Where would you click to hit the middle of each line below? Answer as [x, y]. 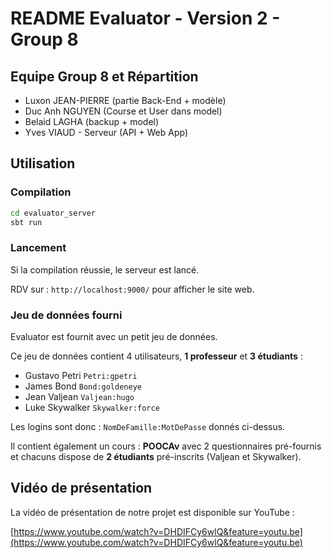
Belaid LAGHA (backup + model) [92, 121]
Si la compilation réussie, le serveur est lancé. [105, 269]
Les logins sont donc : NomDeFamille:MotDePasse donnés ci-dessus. [148, 427]
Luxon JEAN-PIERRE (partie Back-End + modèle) [125, 100]
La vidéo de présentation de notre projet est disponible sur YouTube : [152, 512]
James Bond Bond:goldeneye [83, 386]
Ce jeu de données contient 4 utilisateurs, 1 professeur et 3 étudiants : [156, 356]
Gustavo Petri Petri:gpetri [81, 376]
